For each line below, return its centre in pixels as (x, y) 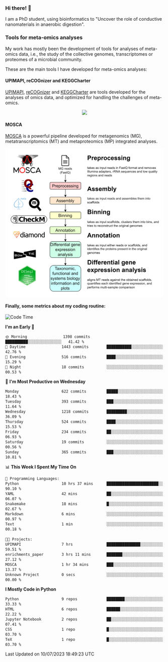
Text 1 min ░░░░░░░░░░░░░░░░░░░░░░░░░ (84, 524)
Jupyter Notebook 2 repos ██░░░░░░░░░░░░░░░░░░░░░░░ (84, 620)
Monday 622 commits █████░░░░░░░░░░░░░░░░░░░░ (84, 391)
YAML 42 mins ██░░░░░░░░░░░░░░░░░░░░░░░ (84, 494)
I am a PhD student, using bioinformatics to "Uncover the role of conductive (84, 19)
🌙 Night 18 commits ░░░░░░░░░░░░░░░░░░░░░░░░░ (84, 367)
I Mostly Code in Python (31, 589)
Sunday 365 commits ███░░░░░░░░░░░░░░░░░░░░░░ (84, 452)
